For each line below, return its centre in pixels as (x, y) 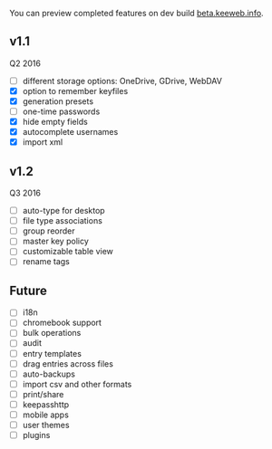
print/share (43, 394)
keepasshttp (46, 404)
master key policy (55, 241)
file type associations (62, 221)
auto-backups (49, 374)
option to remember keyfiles (75, 91)
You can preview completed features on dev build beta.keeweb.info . (137, 13)
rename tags (46, 262)
